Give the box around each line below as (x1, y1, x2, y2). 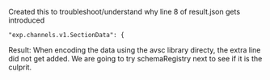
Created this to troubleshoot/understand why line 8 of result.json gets (8, 7, 241, 16)
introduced (8, 15, 45, 25)
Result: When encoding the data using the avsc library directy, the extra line (8, 45, 261, 55)
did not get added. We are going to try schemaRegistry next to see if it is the (8, 54, 263, 63)
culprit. (8, 62, 32, 72)
